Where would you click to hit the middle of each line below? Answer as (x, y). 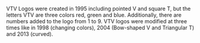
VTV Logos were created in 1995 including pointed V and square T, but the (98, 9)
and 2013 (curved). (30, 34)
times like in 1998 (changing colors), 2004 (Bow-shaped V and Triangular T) (100, 27)
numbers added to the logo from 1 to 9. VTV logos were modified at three (97, 21)
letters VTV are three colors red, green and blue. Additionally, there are (94, 15)
